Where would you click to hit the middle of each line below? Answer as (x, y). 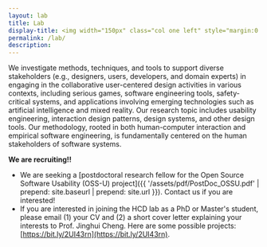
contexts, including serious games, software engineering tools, (112, 93)
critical (20, 102)
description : (30, 45)
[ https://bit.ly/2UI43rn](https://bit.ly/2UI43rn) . (94, 234)
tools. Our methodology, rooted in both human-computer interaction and (127, 127)
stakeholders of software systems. (65, 144)
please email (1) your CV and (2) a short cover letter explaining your (131, 218)
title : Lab (26, 23)
